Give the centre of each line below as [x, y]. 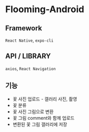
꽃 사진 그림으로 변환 [33, 111]
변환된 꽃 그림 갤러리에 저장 [40, 124]
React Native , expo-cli [29, 40]
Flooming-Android [45, 9]
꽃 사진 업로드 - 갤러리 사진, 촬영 [45, 99]
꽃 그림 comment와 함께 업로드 [43, 118]
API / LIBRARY [28, 56]
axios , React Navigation [31, 68]
